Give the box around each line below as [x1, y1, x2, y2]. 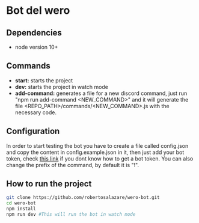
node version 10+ [14, 43, 58, 50]
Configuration [6, 126, 60, 136]
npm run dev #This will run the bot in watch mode [6, 212, 136, 218]
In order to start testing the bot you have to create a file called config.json [6, 142, 189, 149]
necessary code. [14, 109, 57, 116]
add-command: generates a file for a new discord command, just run [14, 90, 188, 97]
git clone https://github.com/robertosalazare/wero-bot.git [6, 195, 161, 201]
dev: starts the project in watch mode [14, 83, 108, 90]
